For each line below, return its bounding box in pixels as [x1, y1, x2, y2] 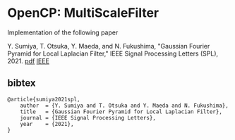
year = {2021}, [20, 120, 74, 127]
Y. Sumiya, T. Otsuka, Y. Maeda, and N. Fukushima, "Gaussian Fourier [7, 42, 210, 50]
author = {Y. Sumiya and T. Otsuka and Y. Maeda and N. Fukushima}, [20, 102, 229, 109]
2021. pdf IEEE [7, 56, 49, 65]
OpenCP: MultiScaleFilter [7, 5, 159, 21]
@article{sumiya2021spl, [7, 96, 80, 103]
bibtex [7, 77, 36, 89]
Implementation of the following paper [7, 28, 119, 37]
